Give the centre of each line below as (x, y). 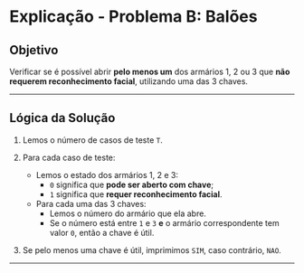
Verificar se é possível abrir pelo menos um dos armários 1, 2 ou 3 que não (150, 71)
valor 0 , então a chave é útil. (102, 232)
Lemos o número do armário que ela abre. (128, 213)
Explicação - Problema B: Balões (133, 17)
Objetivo (34, 50)
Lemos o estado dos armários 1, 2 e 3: (107, 174)
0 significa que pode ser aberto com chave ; (132, 184)
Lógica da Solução (62, 118)
